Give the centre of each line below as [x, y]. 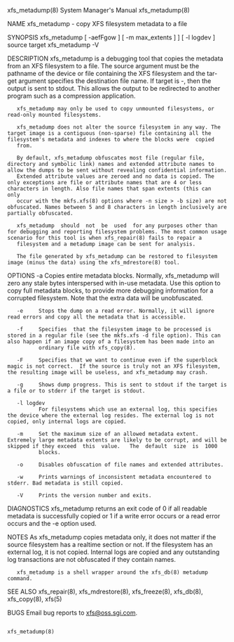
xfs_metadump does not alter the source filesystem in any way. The [118, 127]
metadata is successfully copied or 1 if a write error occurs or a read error [114, 516]
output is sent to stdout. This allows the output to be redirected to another [114, 88]
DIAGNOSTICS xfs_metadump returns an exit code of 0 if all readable [107, 508]
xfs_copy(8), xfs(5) [35, 599]
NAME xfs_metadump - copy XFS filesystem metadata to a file [97, 24]
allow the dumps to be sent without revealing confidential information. [117, 170]
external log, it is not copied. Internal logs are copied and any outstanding [113, 552]
